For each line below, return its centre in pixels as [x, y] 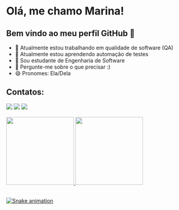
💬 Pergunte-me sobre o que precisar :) [63, 67]
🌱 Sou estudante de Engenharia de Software [70, 60]
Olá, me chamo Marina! [65, 11]
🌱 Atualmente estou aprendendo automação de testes [82, 54]
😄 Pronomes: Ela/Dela [43, 73]
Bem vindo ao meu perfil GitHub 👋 [71, 33]
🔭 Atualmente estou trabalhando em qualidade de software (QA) [94, 48]
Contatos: [25, 92]
